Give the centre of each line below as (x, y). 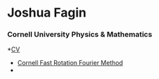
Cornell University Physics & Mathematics (80, 35)
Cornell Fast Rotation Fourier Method (70, 63)
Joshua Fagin (47, 13)
